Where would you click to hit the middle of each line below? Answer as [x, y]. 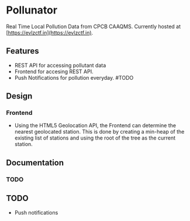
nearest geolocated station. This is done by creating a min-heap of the [99, 132]
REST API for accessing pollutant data [60, 65]
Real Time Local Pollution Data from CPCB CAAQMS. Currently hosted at [94, 26]
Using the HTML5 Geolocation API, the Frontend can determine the [95, 125]
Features [23, 51]
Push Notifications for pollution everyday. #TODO [74, 77]
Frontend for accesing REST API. [54, 72]
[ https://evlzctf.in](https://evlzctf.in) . [50, 32]
